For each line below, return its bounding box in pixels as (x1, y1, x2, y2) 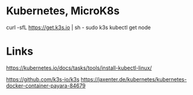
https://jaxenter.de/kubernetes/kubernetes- (81, 75, 187, 83)
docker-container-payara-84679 (6, 82, 86, 89)
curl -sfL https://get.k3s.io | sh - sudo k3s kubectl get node (6, 24, 151, 31)
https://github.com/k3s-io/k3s (6, 75, 80, 83)
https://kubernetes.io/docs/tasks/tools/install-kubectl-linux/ (6, 64, 152, 71)
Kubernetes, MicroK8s (6, 4, 120, 18)
